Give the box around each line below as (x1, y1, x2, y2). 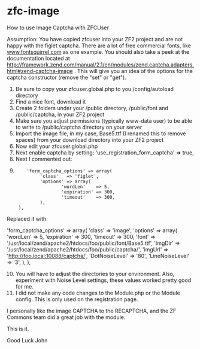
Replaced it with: (7, 215, 49, 222)
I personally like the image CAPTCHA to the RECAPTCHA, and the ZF (7, 307, 177, 314)
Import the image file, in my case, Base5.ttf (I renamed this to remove (15, 130, 186, 137)
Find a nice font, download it (15, 98, 86, 105)
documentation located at (7, 54, 71, 62)
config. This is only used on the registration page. (15, 295, 138, 303)
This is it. (7, 325, 29, 332)
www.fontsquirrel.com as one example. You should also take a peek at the (7, 48, 190, 55)
